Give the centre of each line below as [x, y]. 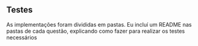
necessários [22, 37]
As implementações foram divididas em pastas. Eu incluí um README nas [99, 24]
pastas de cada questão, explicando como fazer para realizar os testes [96, 31]
